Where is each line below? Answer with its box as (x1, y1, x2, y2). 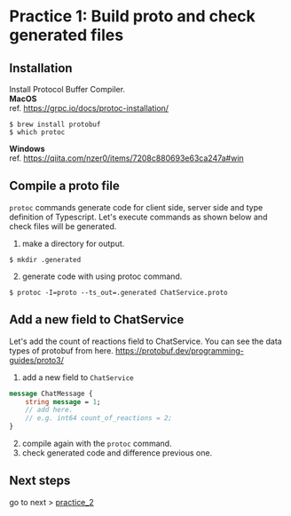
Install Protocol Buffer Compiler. (9, 84, 126, 94)
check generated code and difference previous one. (21, 448, 213, 458)
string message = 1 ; (25, 397, 101, 406)
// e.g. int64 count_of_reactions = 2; (25, 414, 173, 423)
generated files (9, 25, 124, 45)
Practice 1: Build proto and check (9, 6, 256, 27)
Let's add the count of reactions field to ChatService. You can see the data (9, 336, 282, 346)
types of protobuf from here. (9, 345, 114, 356)
